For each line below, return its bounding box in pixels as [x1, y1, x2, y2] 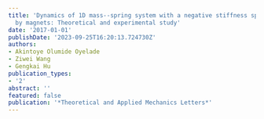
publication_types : [8, 70, 72, 78]
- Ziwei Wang [8, 56, 51, 63]
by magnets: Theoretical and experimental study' [15, 19, 181, 27]
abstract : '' [8, 84, 51, 92]
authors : [8, 41, 37, 49]
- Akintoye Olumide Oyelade [8, 48, 101, 56]
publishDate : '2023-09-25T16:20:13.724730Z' [8, 33, 156, 41]
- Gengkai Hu [8, 63, 51, 70]
